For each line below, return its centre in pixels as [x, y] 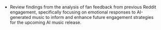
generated [20, 17]
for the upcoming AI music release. [46, 22]
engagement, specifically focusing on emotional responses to [73, 12]
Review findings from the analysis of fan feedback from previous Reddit [83, 7]
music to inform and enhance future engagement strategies [93, 17]
